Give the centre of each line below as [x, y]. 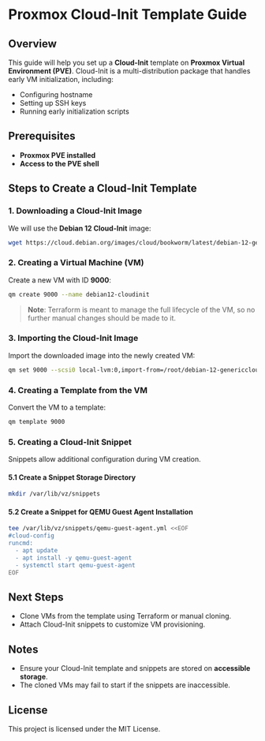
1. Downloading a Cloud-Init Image [75, 211]
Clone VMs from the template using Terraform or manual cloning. [125, 616]
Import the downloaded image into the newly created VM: [102, 355]
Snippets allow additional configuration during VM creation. [105, 459]
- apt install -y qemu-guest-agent [74, 558]
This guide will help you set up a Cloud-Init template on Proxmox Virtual [127, 62]
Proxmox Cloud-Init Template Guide [128, 15]
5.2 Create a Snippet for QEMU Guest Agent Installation [101, 511]
